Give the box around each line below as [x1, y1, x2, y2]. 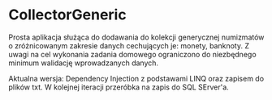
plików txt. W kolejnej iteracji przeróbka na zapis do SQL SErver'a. [8, 82, 229, 92]
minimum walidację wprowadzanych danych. [8, 58, 159, 68]
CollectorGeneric [8, 6, 127, 24]
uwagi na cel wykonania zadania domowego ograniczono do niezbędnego [8, 49, 257, 59]
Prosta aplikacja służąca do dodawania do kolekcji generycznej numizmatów [8, 32, 265, 42]
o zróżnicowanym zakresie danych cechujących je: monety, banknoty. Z [8, 40, 250, 50]
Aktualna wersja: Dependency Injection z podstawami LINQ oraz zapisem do [8, 73, 265, 83]
